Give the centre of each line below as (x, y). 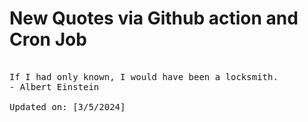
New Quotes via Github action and (154, 18)
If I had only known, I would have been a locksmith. (144, 76)
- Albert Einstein (54, 86)
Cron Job (48, 39)
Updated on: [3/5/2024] (67, 106)
